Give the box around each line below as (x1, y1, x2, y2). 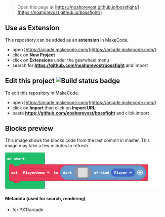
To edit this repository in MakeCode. (5, 90, 79, 96)
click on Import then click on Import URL (12, 105, 96, 110)
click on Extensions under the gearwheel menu (12, 57, 110, 63)
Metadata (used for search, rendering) (5, 196, 85, 202)
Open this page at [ (17, 4, 57, 10)
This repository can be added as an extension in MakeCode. (5, 37, 129, 43)
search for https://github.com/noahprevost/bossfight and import (12, 62, 148, 68)
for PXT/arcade (12, 207, 43, 213)
